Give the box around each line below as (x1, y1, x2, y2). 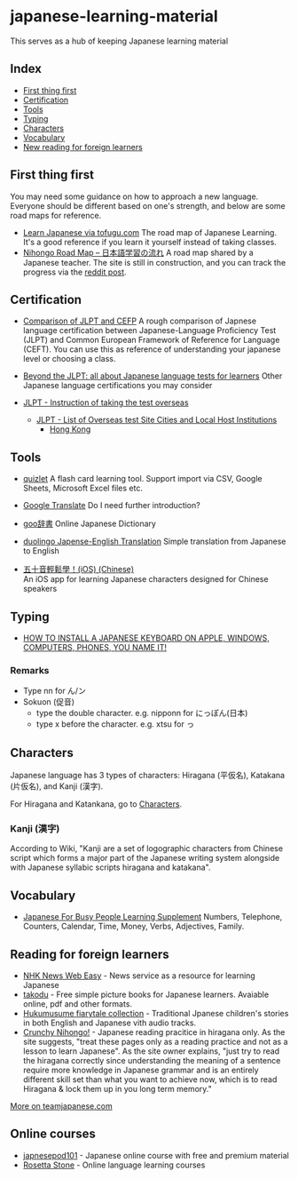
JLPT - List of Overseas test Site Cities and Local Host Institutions (35, 415, 278, 426)
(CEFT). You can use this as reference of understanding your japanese (22, 344, 281, 354)
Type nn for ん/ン (22, 686, 87, 697)
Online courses (10, 1127, 97, 1142)
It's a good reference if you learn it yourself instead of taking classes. (22, 236, 278, 247)
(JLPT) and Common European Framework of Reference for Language (22, 335, 280, 346)
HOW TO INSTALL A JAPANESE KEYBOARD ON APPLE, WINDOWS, (22, 633, 270, 643)
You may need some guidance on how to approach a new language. (10, 191, 259, 202)
